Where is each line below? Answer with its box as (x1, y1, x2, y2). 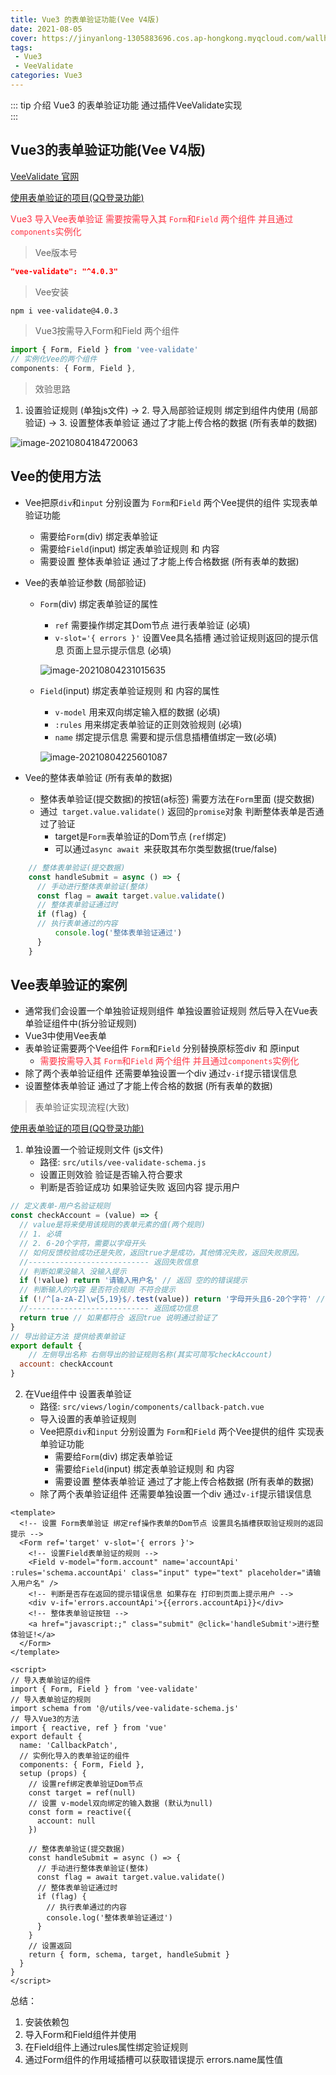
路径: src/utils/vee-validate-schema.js (39, 1156, 207, 1168)
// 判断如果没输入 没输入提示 (19, 1266, 127, 1276)
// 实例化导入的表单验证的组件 (19, 1751, 130, 1761)
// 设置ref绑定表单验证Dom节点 (28, 1779, 143, 1790)
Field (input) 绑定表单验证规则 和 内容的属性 (39, 684, 220, 696)
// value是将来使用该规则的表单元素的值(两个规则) (19, 1220, 206, 1230)
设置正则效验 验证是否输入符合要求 (39, 1169, 183, 1181)
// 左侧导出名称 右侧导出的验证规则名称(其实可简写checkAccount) (28, 1350, 273, 1360)
